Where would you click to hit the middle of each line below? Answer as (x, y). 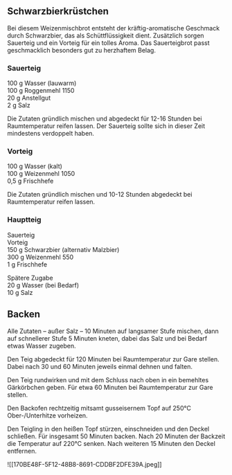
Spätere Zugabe (30, 278)
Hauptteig (24, 219)
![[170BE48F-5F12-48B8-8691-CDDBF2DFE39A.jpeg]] (84, 464)
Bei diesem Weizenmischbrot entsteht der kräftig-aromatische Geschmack (114, 28)
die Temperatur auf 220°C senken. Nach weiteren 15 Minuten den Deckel (111, 443)
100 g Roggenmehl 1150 (41, 91)
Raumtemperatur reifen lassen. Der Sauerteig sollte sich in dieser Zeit (106, 126)
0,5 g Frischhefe (30, 181)
